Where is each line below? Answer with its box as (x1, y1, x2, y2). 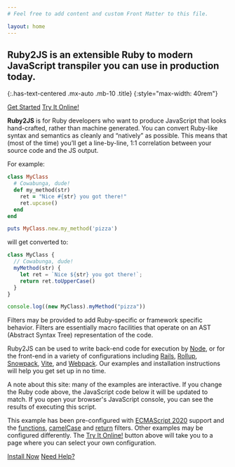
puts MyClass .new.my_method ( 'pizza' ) (7, 225, 118, 232)
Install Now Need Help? (7, 452, 75, 461)
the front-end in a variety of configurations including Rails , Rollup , (7, 352, 198, 360)
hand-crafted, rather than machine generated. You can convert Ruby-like (7, 124, 218, 133)
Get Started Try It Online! (7, 103, 79, 111)
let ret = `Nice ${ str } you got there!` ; (20, 271, 142, 278)
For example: (7, 160, 46, 168)
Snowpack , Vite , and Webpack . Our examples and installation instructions (7, 359, 221, 368)
